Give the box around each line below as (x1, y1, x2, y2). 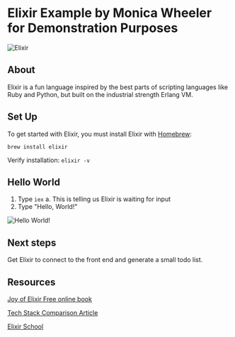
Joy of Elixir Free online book (7, 295, 92, 303)
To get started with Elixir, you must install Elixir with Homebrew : (7, 130, 193, 138)
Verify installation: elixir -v (7, 156, 91, 164)
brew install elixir (7, 143, 69, 150)
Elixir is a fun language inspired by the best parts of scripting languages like (7, 83, 229, 91)
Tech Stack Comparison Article (7, 309, 98, 316)
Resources (7, 276, 56, 288)
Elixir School (7, 322, 44, 331)
